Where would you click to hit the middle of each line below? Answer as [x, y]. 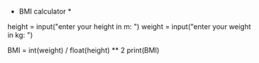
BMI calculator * [45, 11]
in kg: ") [20, 35]
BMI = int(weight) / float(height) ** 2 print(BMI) [83, 50]
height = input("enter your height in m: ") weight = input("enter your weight [129, 26]
